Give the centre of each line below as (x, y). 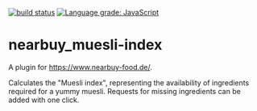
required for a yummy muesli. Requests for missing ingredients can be (125, 91)
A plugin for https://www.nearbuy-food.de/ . (81, 67)
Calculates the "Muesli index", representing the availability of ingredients (129, 82)
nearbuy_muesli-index (85, 45)
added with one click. (44, 100)
